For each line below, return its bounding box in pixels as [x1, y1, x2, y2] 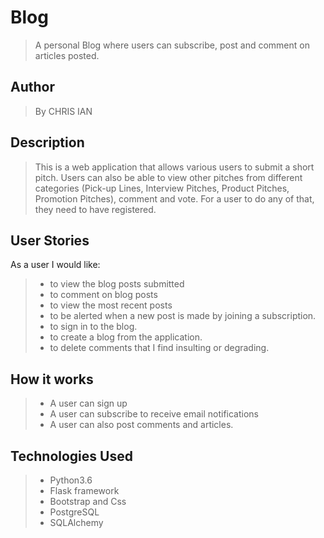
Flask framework [49, 485, 120, 496]
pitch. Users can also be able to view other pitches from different [34, 171, 303, 183]
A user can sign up [49, 397, 128, 410]
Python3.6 [49, 474, 93, 486]
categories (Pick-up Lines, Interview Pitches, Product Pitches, [34, 182, 290, 194]
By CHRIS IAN [34, 105, 93, 117]
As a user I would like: [10, 259, 101, 271]
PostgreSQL [49, 506, 100, 518]
